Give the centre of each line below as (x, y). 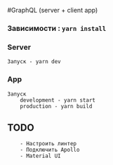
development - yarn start (58, 100)
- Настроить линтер (48, 144)
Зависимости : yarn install (57, 28)
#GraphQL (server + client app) (53, 10)
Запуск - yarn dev (34, 62)
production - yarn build (56, 106)
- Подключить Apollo (50, 150)
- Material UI (40, 156)
